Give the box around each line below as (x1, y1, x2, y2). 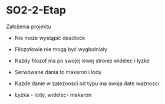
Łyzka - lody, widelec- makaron (14, 91, 92, 98)
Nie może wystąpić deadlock (14, 34, 85, 41)
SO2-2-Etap (6, 4, 67, 17)
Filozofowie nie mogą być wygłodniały (14, 45, 108, 53)
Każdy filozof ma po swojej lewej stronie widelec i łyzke (14, 57, 150, 64)
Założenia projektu (6, 23, 51, 30)
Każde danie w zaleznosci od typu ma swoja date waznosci (14, 80, 160, 87)
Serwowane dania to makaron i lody (14, 68, 102, 75)
